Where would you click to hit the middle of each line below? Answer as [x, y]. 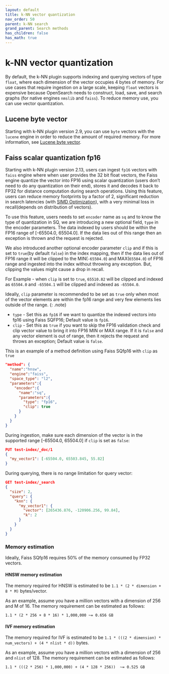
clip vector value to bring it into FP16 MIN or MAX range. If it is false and [88, 331]
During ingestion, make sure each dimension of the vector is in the [74, 435]
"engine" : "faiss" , [29, 374]
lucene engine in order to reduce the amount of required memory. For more [83, 137]
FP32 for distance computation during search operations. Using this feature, [84, 191]
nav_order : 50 [20, 19]
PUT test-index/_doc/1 [29, 450]
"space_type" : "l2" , [31, 379]
